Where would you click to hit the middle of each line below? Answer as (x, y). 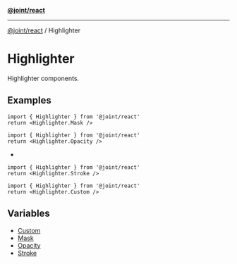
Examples (29, 100)
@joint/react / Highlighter (44, 30)
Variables (29, 214)
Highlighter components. (43, 78)
